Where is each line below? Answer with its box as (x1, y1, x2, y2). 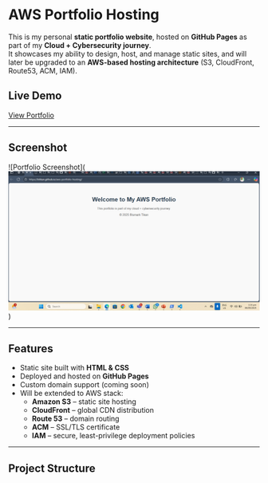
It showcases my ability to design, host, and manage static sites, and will (8, 49, 247, 58)
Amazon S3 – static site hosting (31, 397, 137, 406)
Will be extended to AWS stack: (19, 389, 124, 398)
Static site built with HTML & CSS (19, 363, 130, 373)
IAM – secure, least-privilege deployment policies (31, 431, 195, 441)
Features (8, 342, 53, 356)
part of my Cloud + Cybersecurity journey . (8, 40, 152, 49)
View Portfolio (8, 110, 54, 120)
